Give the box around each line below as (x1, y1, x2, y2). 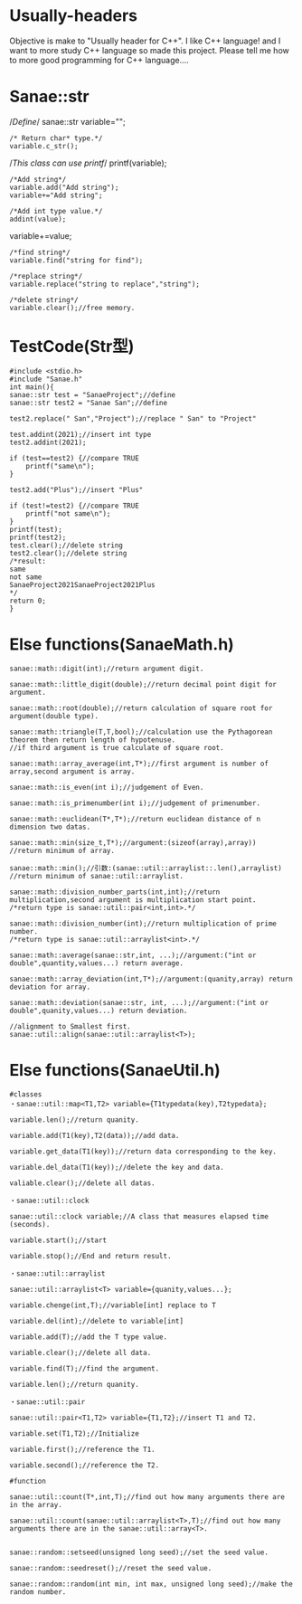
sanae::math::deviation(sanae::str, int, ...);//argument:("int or (9, 998, 269, 1007)
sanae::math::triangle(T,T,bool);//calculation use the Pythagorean (9, 727, 273, 736)
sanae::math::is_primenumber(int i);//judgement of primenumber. (9, 798, 260, 808)
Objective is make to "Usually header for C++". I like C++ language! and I (9, 35, 281, 46)
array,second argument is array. (9, 766, 136, 776)
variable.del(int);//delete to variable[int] (9, 1316, 184, 1325)
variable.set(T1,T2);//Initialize (9, 1428, 140, 1438)
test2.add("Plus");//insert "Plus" (9, 485, 144, 494)
